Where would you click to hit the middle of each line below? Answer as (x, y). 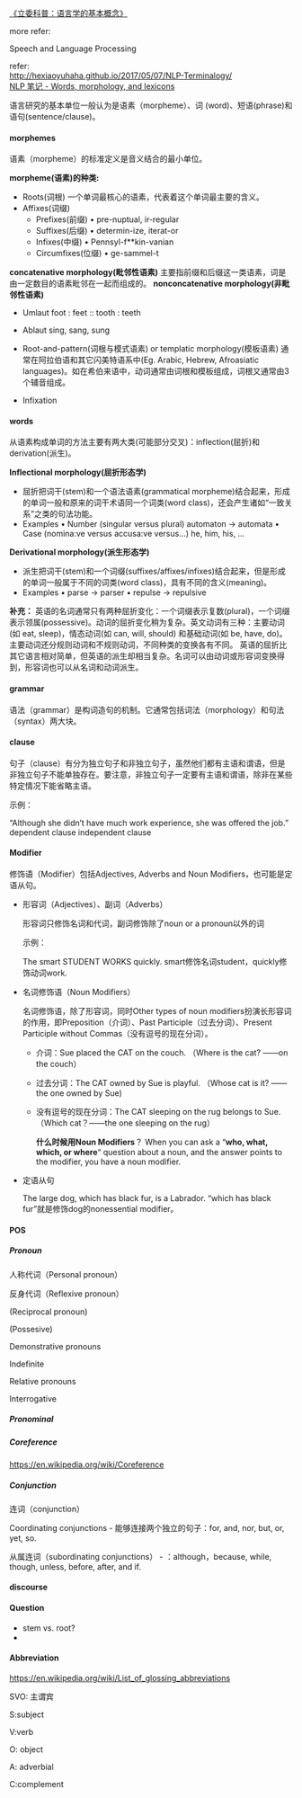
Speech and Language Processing (73, 49)
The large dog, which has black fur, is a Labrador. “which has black (147, 1198)
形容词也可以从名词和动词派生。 (84, 667)
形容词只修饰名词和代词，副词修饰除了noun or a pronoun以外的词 (143, 923)
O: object (26, 1749)
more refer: (30, 31)
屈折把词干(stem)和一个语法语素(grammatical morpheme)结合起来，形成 (156, 492)
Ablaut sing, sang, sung (66, 330)
